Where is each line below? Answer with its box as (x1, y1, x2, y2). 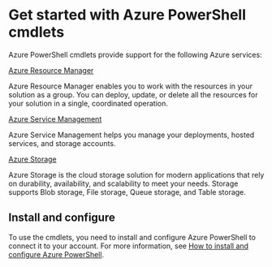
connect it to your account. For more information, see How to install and (8, 241, 249, 251)
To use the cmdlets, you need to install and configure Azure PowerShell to (8, 232, 256, 242)
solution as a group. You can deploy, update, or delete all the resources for (8, 89, 258, 99)
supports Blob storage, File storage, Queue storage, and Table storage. (8, 187, 246, 196)
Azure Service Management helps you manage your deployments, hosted (8, 130, 255, 140)
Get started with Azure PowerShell (8, 6, 246, 24)
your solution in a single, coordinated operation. (8, 98, 169, 108)
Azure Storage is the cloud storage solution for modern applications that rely (8, 170, 265, 179)
